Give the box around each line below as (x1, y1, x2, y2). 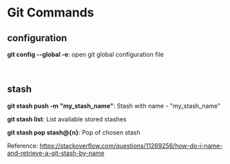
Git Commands (7, 5, 94, 21)
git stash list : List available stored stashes (7, 115, 127, 123)
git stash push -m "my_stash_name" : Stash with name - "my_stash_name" (7, 102, 221, 110)
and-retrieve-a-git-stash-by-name (7, 149, 105, 157)
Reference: (7, 141, 39, 150)
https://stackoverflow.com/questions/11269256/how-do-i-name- (39, 141, 223, 150)
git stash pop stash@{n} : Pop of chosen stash (7, 128, 140, 137)
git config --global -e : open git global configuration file (7, 50, 164, 58)
